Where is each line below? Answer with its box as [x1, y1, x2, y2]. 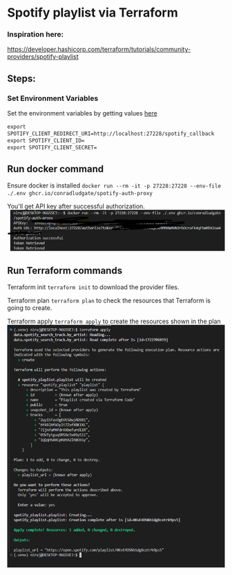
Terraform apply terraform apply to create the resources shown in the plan [7, 317, 221, 326]
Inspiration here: [7, 30, 64, 39]
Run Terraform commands [7, 264, 123, 276]
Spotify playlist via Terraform [7, 5, 178, 21]
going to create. [7, 304, 52, 312]
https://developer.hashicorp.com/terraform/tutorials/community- [7, 45, 191, 53]
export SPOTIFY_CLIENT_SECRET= [7, 144, 97, 152]
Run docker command [7, 163, 104, 174]
